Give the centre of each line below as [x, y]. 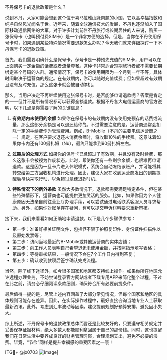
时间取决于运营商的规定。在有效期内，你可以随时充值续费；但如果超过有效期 [83, 78]
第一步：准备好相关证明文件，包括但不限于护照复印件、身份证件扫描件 [84, 229]
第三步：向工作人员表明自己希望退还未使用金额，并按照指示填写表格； [84, 248]
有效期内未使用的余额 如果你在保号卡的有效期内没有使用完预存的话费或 [85, 118]
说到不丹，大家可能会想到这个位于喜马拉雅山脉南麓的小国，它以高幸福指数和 [83, 18]
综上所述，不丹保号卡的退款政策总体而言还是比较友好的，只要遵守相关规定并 [83, 323]
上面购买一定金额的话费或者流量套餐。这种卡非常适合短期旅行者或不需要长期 [83, 66]
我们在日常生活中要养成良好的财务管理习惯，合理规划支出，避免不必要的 [79, 336]
